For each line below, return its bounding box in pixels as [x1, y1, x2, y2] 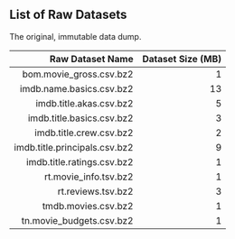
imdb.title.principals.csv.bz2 [14, 141, 134, 153]
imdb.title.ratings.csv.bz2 [25, 155, 134, 168]
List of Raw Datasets [9, 7, 127, 23]
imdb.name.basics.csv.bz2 [19, 82, 134, 95]
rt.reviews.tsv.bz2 [57, 185, 134, 198]
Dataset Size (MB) [142, 52, 222, 65]
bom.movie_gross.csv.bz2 [22, 68, 134, 80]
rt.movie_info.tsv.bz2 [43, 170, 134, 183]
